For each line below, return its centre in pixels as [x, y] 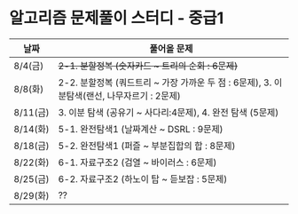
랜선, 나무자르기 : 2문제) [133, 96]
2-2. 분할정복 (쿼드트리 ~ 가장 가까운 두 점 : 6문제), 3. [165, 83]
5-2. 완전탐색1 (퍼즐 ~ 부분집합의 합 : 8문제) [147, 146]
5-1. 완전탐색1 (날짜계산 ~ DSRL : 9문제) [141, 129]
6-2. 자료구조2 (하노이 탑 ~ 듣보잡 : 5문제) [143, 178]
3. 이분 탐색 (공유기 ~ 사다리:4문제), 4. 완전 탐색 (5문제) [169, 112]
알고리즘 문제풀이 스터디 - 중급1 [117, 18]
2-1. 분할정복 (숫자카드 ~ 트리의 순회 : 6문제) [148, 66]
